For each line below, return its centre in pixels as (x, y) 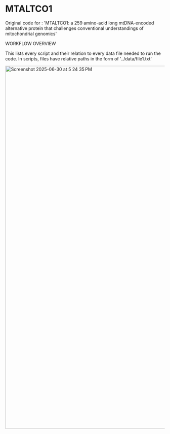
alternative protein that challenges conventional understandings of (74, 28)
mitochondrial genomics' (31, 34)
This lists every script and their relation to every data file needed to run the (83, 53)
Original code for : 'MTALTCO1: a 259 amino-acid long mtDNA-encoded (80, 23)
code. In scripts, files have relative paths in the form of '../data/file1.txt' (79, 58)
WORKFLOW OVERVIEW (31, 43)
